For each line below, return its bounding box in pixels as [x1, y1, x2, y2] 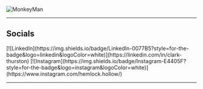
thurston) [6, 57, 30, 64]
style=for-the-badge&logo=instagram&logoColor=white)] [6, 64, 149, 71]
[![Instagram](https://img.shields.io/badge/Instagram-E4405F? [30, 57, 186, 64]
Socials [6, 29, 35, 39]
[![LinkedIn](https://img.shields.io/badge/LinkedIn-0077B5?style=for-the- [6, 44, 189, 52]
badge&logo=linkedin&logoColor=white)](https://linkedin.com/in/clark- [6, 51, 182, 58]
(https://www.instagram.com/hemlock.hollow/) [6, 70, 123, 78]
